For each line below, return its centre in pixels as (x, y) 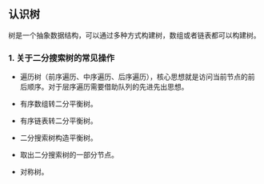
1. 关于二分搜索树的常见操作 (62, 58)
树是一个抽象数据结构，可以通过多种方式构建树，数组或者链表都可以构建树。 (134, 35)
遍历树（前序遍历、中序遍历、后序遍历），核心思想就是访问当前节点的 (134, 77)
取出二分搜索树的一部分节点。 (69, 155)
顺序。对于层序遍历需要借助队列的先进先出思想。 (108, 87)
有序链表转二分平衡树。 (58, 121)
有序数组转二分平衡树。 (58, 104)
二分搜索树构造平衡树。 (58, 138)
